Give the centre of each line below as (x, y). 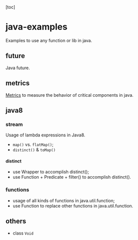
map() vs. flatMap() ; (33, 145)
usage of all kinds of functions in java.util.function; (64, 200)
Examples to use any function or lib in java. (49, 40)
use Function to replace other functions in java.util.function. (73, 206)
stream (14, 124)
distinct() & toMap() (34, 150)
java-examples (37, 27)
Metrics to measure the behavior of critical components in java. (70, 95)
